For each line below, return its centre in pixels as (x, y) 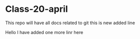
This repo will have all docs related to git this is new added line (70, 23)
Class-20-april (37, 9)
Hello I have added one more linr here (44, 32)
